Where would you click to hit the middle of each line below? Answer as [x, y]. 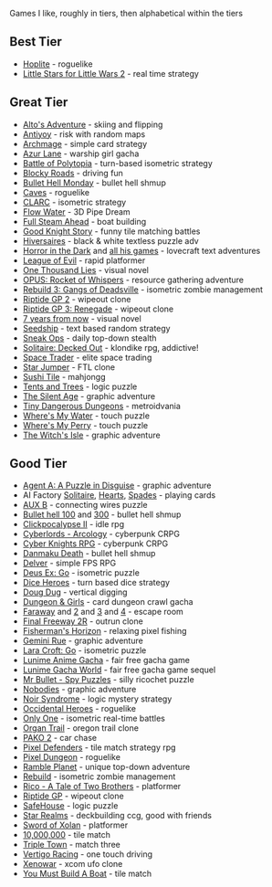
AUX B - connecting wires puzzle [85, 505]
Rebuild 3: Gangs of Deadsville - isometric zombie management [142, 289]
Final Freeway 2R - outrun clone [83, 621]
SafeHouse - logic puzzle [70, 806]
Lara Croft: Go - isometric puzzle [84, 650]
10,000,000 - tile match [67, 835]
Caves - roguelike [56, 192]
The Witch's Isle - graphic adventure [92, 435]
